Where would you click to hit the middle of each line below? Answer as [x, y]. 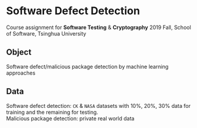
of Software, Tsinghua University [46, 33]
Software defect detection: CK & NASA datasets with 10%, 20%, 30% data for [99, 105]
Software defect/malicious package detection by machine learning [88, 66]
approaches [21, 73]
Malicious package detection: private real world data [70, 118]
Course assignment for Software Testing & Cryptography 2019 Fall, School [99, 27]
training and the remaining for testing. [52, 112]
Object [19, 52]
